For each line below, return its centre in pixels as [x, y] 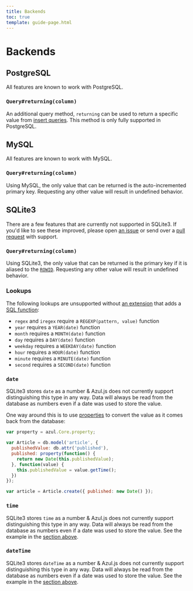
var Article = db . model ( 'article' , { [52, 443]
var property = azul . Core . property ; [51, 432]
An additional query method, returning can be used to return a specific [92, 114]
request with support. [32, 237]
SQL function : [23, 310]
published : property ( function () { [53, 454]
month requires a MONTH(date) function [60, 334]
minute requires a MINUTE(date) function [62, 359]
